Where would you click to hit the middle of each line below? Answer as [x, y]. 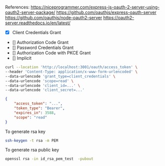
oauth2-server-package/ [30, 12]
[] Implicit [22, 58]
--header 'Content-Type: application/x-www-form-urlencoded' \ [71, 72]
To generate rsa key [25, 131]
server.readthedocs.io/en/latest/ [38, 23]
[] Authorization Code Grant [40, 42]
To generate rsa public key [32, 150]
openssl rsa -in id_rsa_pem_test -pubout [49, 159]
